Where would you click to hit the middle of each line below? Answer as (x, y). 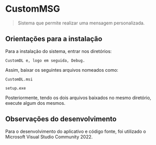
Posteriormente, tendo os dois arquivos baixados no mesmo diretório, (78, 98)
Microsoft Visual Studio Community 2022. (49, 137)
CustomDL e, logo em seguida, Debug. (45, 61)
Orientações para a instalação (54, 39)
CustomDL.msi (19, 79)
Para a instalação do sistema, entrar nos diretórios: (58, 51)
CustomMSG (33, 9)
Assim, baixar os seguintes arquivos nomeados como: (62, 70)
